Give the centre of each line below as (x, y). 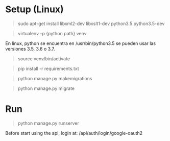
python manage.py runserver (48, 123)
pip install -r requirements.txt (48, 68)
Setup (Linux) (34, 9)
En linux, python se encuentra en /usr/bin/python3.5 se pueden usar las (81, 43)
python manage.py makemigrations (55, 78)
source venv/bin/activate (44, 58)
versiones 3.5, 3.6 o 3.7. (30, 49)
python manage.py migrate (46, 88)
